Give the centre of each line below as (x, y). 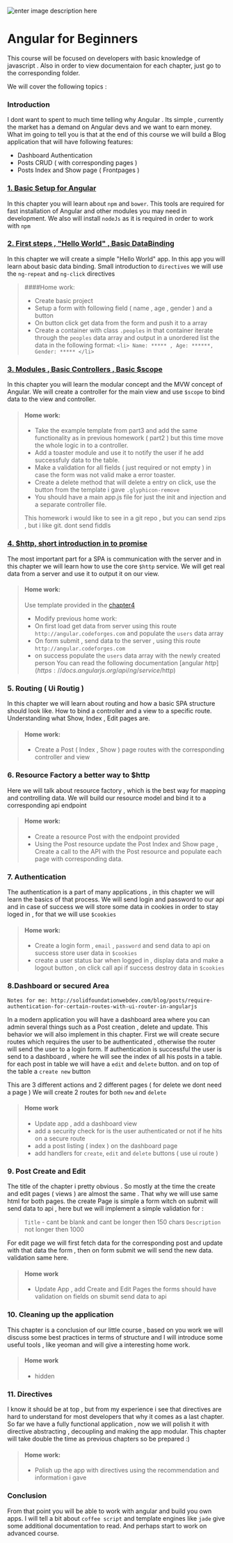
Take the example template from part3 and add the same (116, 431)
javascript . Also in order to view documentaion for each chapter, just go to (114, 65)
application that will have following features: (70, 142)
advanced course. (33, 1533)
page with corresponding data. (79, 859)
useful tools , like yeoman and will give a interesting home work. (99, 1344)
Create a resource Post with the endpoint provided (107, 837)
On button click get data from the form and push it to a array (121, 323)
